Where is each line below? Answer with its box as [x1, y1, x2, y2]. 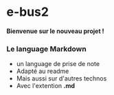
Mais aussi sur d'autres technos [16, 74, 107, 83]
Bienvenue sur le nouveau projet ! [6, 27, 104, 35]
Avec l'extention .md [16, 82, 76, 90]
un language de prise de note [16, 60, 100, 68]
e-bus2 [6, 4, 49, 20]
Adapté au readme [16, 67, 69, 76]
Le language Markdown [6, 44, 87, 54]
